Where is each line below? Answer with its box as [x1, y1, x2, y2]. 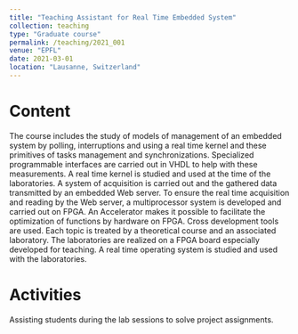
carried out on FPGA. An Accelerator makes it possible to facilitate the [9, 206, 266, 216]
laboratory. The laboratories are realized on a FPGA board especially [9, 234, 261, 245]
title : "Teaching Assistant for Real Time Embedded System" [9, 12, 238, 22]
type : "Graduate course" [9, 29, 101, 38]
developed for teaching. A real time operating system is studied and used [9, 244, 278, 255]
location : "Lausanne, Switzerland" [9, 63, 141, 72]
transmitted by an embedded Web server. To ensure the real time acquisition [9, 187, 290, 198]
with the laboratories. [9, 253, 87, 264]
